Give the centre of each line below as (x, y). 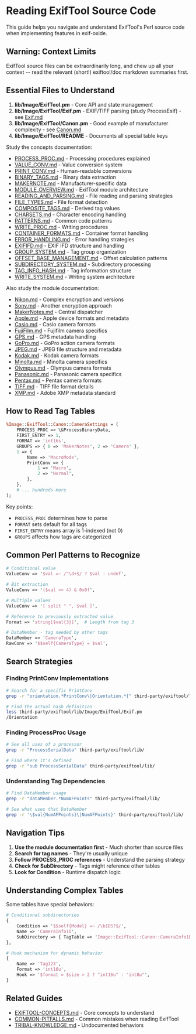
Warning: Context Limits (51, 52)
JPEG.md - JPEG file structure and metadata (68, 349)
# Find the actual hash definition (49, 707)
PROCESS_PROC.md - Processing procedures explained (82, 158)
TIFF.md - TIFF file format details (54, 386)
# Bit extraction (27, 585)
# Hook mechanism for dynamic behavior (55, 953)
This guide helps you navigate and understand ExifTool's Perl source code (95, 27)
